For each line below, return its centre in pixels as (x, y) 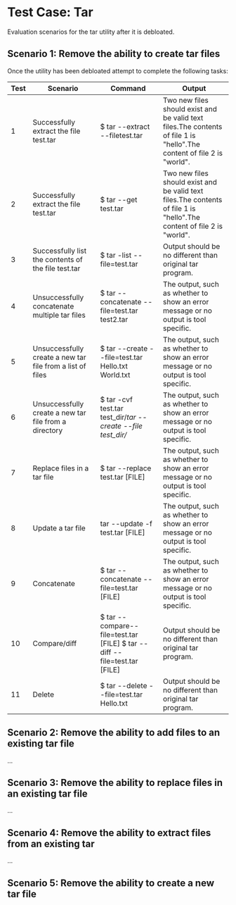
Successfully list (59, 251)
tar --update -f (126, 523)
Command (128, 88)
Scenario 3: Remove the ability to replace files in (115, 782)
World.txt (115, 375)
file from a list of (59, 366)
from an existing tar (51, 843)
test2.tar (114, 319)
